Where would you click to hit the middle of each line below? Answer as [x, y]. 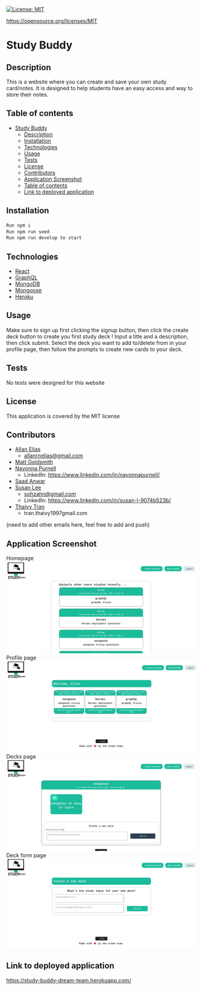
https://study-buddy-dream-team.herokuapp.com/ [69, 980]
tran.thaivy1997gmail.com [56, 513]
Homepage [20, 558]
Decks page [21, 757]
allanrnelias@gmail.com [54, 456]
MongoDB [27, 284]
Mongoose [28, 290]
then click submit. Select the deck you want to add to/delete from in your [96, 343]
